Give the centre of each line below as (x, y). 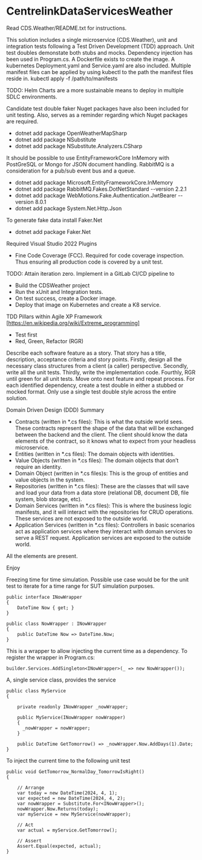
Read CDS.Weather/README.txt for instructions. (67, 28)
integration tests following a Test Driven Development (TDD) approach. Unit (100, 46)
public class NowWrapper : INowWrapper (57, 624)
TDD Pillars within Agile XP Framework (54, 316)
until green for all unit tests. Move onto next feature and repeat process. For (100, 378)
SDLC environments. (32, 97)
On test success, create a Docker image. (66, 298)
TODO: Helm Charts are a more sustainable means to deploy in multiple (95, 90)
